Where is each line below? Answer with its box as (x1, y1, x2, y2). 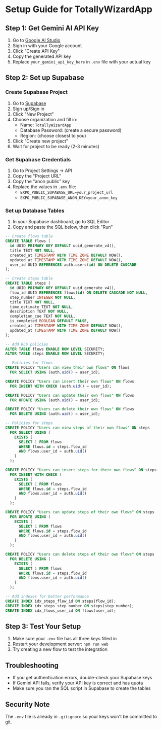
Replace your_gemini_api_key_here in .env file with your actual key (12, 59, 151, 64)
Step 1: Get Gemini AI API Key (5, 24, 99, 32)
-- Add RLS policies (5, 341, 49, 347)
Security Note (5, 700, 50, 709)
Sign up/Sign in (12, 106, 44, 112)
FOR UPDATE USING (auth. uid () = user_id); (10, 397, 100, 403)
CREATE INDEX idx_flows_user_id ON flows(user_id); (5, 608, 116, 613)
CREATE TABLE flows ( (5, 238, 51, 244)
